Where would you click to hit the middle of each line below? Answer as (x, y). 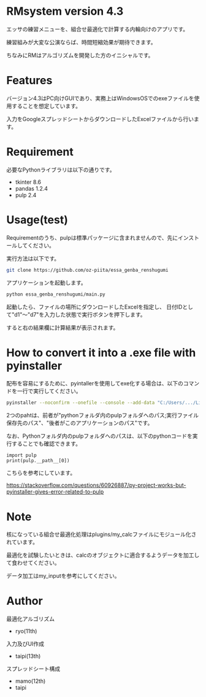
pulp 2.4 (26, 195)
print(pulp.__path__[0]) (38, 461)
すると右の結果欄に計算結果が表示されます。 (63, 328)
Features (29, 81)
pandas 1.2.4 (31, 188)
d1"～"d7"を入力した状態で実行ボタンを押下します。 (80, 314)
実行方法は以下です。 (33, 258)
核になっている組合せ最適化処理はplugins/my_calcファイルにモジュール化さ (101, 534)
